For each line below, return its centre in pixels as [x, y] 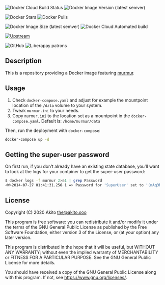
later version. [18, 237]
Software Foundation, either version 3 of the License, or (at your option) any [82, 232]
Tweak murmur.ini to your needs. [46, 110]
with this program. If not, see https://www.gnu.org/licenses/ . [66, 277]
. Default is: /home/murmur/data [69, 121]
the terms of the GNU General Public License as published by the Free [76, 227]
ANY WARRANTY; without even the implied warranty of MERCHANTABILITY [82, 252]
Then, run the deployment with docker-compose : [53, 130]
